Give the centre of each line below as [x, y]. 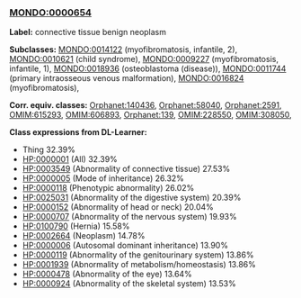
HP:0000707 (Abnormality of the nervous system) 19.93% [130, 217]
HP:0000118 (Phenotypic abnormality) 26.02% [108, 188]
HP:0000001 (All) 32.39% [70, 159]
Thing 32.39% [49, 149]
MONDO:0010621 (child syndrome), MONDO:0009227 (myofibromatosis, [144, 59]
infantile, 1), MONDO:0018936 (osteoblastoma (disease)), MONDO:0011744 [148, 68]
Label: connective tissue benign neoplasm [88, 32]
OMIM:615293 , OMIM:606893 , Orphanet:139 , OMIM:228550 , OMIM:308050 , [150, 115]
